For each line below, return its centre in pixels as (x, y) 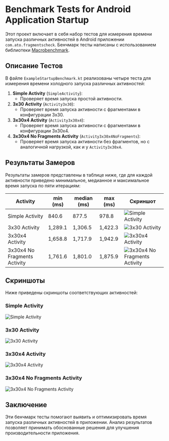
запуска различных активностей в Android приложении (65, 39)
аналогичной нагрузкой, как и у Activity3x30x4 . (71, 147)
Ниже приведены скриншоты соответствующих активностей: (72, 293)
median (83, 198)
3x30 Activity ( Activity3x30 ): (44, 104)
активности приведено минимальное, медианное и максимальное (77, 180)
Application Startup (47, 20)
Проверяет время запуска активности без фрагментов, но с (85, 141)
